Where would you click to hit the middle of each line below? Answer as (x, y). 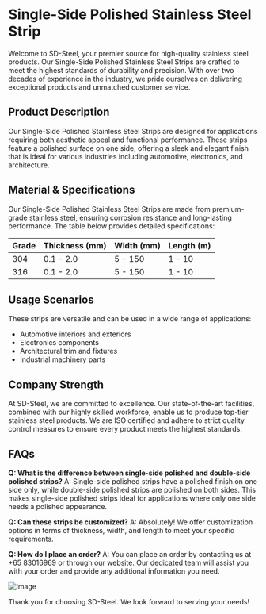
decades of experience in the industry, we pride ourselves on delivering (125, 79)
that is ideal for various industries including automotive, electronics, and (125, 156)
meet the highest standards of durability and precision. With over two (121, 70)
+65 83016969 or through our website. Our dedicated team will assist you (129, 562)
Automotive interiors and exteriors (75, 334)
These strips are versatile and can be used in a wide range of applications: (130, 319)
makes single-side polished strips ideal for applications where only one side (132, 498)
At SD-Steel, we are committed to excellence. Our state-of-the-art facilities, (131, 404)
